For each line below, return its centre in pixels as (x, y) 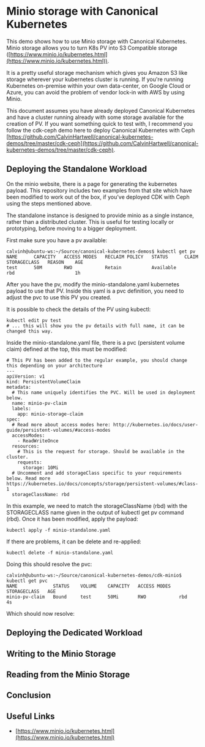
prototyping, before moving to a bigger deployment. (72, 228)
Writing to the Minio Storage (61, 653)
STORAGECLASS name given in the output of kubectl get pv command (95, 512)
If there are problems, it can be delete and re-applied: (74, 542)
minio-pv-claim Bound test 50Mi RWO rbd (97, 597)
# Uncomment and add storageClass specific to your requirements (97, 473)
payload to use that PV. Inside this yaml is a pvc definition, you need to (95, 291)
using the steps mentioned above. (49, 203)
